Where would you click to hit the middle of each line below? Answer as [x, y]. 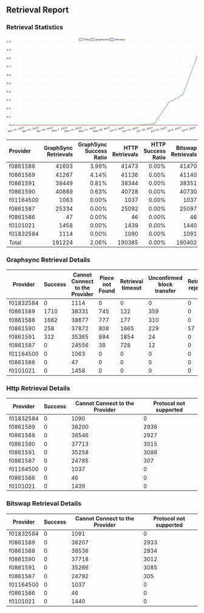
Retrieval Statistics [35, 27]
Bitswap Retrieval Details [44, 504]
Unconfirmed [165, 278]
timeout [131, 288]
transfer [165, 291]
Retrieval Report [38, 10]
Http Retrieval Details [38, 388]
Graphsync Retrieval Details [48, 260]
